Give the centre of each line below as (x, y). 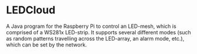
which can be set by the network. (46, 45)
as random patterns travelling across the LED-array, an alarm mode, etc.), (95, 38)
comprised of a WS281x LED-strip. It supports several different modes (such (98, 32)
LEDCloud (31, 10)
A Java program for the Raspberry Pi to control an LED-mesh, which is (91, 26)
